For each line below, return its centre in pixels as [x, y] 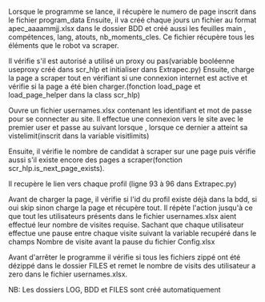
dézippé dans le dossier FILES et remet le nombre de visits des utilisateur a [132, 266]
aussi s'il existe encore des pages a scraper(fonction [95, 160]
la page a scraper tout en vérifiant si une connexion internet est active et [128, 78]
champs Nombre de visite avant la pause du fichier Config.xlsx [112, 242]
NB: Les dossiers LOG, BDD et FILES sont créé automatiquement [115, 290]
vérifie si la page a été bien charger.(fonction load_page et [104, 86]
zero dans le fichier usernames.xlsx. [68, 274]
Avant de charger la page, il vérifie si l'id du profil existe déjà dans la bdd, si [133, 199]
